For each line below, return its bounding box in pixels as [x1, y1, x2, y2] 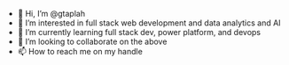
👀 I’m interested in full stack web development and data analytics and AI [17, 18, 281, 28]
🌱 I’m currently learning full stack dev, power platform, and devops [17, 27, 262, 37]
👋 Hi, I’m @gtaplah [17, 9, 86, 18]
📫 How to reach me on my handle [17, 47, 144, 56]
